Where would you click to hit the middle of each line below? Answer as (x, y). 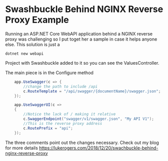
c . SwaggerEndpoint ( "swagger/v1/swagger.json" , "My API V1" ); (89, 119)
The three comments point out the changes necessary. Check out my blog (82, 142)
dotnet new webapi (24, 54)
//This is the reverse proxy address (63, 123)
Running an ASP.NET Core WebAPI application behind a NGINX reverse (79, 34)
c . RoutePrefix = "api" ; (48, 128)
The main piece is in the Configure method (50, 72)
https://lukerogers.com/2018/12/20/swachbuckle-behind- (99, 148)
